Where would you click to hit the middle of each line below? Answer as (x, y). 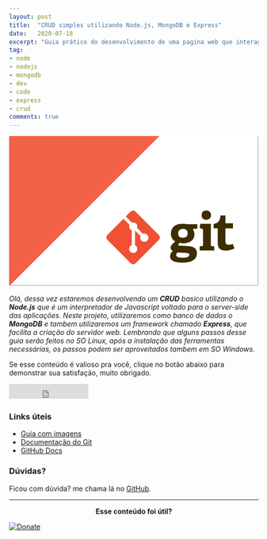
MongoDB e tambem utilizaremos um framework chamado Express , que (128, 324)
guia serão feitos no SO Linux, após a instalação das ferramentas (117, 341)
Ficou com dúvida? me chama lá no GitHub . (80, 488)
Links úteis (31, 417)
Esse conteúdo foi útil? (134, 511)
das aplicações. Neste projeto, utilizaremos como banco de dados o (121, 316)
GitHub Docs (41, 450)
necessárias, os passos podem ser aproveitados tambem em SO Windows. (132, 349)
